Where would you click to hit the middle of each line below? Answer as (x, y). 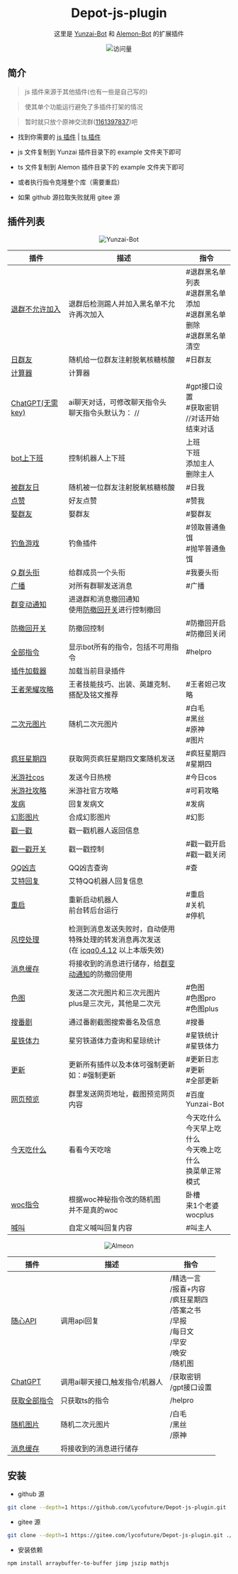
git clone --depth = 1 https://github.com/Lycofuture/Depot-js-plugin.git (117, 1508)
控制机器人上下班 (97, 458)
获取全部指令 (33, 1400)
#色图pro (201, 998)
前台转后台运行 (93, 910)
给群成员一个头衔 (97, 572)
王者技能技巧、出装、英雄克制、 (122, 684)
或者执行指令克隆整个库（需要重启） (70, 182)
